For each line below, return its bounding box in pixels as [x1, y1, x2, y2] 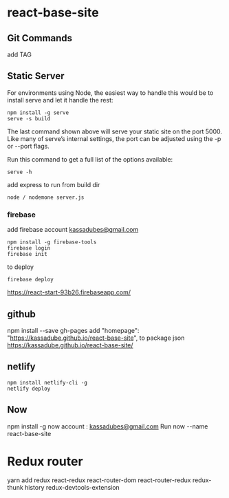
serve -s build [7, 115, 51, 122]
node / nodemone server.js [7, 194, 85, 201]
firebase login [7, 245, 51, 252]
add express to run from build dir [7, 180, 100, 188]
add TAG [7, 50, 32, 58]
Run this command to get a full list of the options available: [7, 155, 173, 163]
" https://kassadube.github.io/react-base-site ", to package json [7, 334, 185, 342]
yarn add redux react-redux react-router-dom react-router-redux [7, 476, 191, 484]
